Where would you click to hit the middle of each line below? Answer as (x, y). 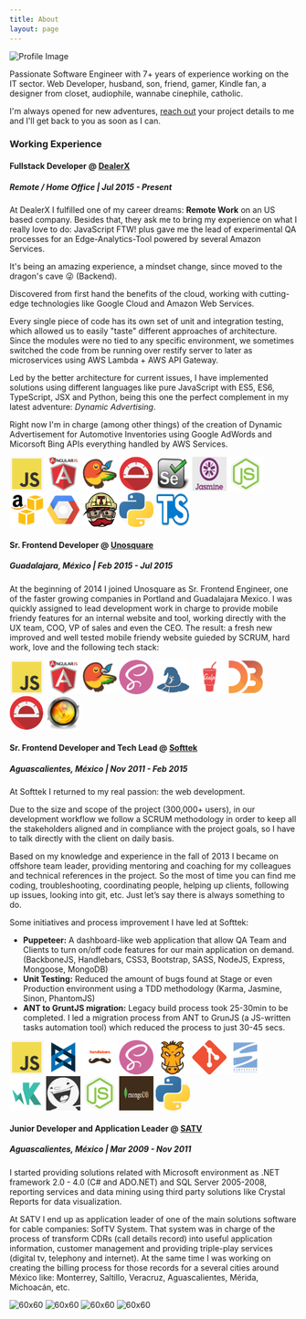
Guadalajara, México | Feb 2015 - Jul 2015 (91, 565)
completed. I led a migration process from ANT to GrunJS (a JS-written (157, 1018)
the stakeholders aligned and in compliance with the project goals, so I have (152, 829)
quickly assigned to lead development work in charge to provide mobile (144, 608)
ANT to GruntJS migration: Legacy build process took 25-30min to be (155, 1008)
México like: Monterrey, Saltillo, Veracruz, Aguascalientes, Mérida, (134, 1277)
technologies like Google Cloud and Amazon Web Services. (142, 303)
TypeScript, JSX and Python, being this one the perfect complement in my (149, 396)
